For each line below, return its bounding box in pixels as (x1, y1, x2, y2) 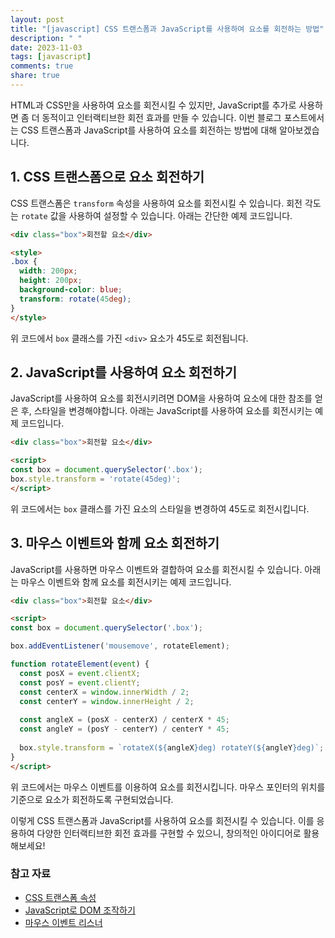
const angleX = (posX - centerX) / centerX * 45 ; (19, 715, 230, 725)
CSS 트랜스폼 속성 (24, 891, 97, 903)
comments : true (10, 61, 74, 71)
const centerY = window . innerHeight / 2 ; (19, 696, 195, 706)
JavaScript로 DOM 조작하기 (24, 904, 136, 916)
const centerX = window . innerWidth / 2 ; (19, 687, 190, 697)
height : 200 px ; (19, 276, 83, 286)
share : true (10, 71, 60, 81)
